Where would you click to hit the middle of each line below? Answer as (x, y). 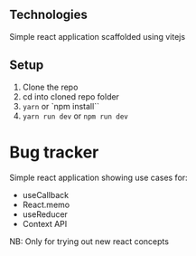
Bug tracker (54, 152)
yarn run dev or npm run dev (75, 116)
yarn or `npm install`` (61, 106)
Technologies (49, 15)
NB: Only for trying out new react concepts (89, 241)
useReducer (45, 214)
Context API (45, 223)
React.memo (46, 204)
